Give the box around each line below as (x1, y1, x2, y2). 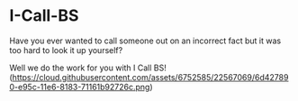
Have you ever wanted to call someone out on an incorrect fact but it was (9, 35, 282, 46)
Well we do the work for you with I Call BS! (9, 62, 167, 73)
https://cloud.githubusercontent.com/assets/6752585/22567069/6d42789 (12, 71, 289, 82)
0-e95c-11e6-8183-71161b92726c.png (9, 81, 150, 92)
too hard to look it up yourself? (9, 44, 123, 55)
